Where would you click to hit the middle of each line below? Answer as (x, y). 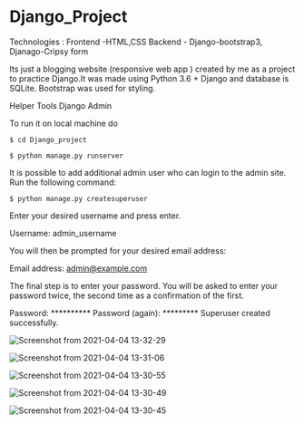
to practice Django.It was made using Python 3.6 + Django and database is (149, 78)
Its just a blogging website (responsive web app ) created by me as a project (152, 69)
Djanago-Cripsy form (49, 51)
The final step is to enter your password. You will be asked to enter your (144, 285)
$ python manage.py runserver (67, 156)
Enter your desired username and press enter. (95, 216)
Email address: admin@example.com (78, 268)
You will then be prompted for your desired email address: (118, 250)
